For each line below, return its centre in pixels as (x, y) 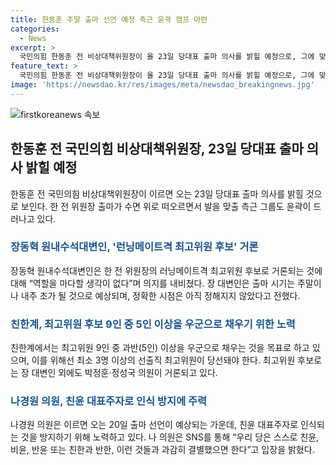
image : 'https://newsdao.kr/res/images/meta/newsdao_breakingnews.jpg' (162, 85)
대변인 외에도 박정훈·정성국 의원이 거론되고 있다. (124, 373)
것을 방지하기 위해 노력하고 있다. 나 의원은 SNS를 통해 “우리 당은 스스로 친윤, (170, 437)
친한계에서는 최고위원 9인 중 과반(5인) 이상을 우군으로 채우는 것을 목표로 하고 (160, 348)
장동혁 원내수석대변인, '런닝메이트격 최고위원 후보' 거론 (134, 247)
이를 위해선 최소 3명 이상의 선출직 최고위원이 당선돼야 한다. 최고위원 (163, 360)
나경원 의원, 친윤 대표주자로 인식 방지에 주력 (109, 401)
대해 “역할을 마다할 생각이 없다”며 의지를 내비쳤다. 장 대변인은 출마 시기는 (153, 283)
